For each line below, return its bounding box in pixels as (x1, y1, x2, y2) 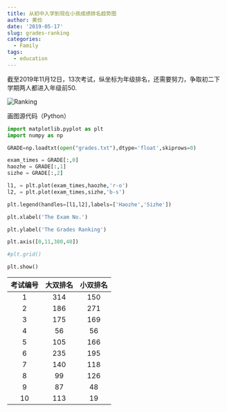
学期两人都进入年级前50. (7, 84, 78, 92)
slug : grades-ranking (7, 29, 70, 37)
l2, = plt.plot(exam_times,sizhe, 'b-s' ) (7, 188, 126, 196)
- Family (13, 42, 39, 49)
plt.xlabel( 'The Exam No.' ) (7, 214, 89, 221)
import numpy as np (7, 132, 64, 139)
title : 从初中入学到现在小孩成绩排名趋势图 (7, 10, 117, 17)
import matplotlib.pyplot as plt (7, 125, 104, 132)
